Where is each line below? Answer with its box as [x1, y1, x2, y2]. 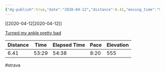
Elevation [106, 41, 129, 48]
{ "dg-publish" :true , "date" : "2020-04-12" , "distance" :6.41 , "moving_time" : [5, 7, 157, 12]
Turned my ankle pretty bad [5, 30, 61, 36]
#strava [5, 62, 21, 68]
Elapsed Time [52, 41, 85, 48]
